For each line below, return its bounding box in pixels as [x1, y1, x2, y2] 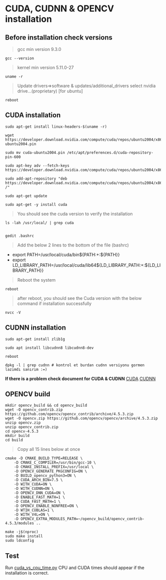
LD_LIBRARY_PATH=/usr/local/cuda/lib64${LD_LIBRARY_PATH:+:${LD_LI [12, 262, 161, 268]
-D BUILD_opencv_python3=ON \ [14, 473, 77, 478]
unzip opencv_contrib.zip [5, 425, 58, 430]
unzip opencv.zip [5, 420, 41, 426]
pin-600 [5, 154, 21, 159]
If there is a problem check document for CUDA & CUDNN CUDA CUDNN [5, 376, 156, 382]
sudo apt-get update [5, 193, 48, 198]
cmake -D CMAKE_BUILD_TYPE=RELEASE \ [5, 456, 83, 461]
